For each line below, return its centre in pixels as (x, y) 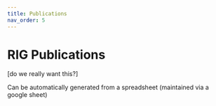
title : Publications (38, 14)
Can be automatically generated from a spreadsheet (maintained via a (108, 87)
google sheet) (27, 95)
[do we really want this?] (43, 74)
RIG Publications (56, 55)
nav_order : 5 (26, 20)
